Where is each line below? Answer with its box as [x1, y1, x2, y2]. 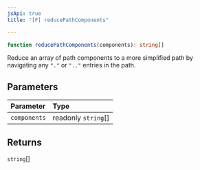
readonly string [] [52, 113, 110, 123]
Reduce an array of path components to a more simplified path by [7, 54, 194, 62]
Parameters [7, 81, 58, 93]
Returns [7, 136, 43, 148]
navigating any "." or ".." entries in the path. [7, 61, 136, 70]
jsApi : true [7, 10, 41, 17]
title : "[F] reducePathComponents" [7, 17, 109, 23]
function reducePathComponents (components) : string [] [7, 41, 165, 48]
